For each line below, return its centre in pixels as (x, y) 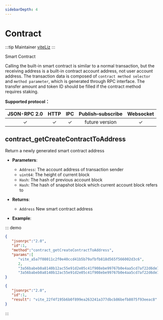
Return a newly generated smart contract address (55, 151)
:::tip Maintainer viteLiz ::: (30, 47)
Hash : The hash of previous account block (61, 180)
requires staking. (22, 91)
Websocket (141, 113)
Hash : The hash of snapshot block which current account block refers (88, 185)
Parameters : (25, 160)
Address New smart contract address (56, 209)
